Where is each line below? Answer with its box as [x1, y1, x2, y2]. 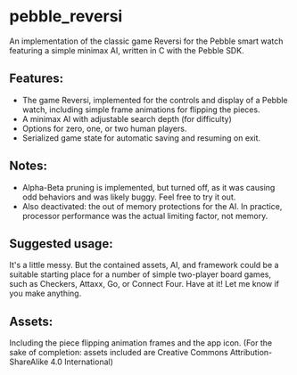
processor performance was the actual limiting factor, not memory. [21, 210, 268, 221]
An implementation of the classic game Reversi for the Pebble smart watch [9, 36, 284, 46]
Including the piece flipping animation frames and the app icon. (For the [9, 338, 273, 348]
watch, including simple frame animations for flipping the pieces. [21, 104, 260, 115]
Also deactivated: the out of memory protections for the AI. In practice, [21, 200, 283, 211]
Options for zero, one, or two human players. [21, 123, 187, 134]
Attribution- [229, 347, 273, 358]
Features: [9, 71, 64, 86]
